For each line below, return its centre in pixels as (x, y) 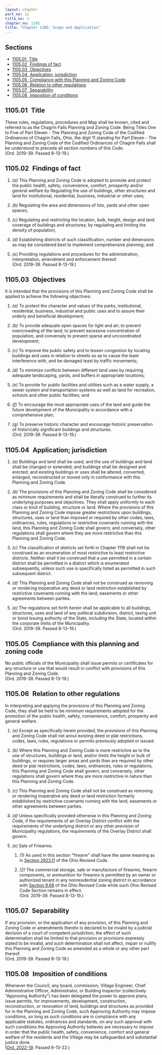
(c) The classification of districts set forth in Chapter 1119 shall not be (81, 548)
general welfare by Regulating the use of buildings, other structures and (84, 191)
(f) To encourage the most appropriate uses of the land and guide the (81, 404)
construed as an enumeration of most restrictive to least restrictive (78, 553)
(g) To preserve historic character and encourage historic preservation (82, 424)
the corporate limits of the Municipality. (51, 623)
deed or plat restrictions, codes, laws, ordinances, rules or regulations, (82, 766)
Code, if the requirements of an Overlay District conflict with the (76, 821)
